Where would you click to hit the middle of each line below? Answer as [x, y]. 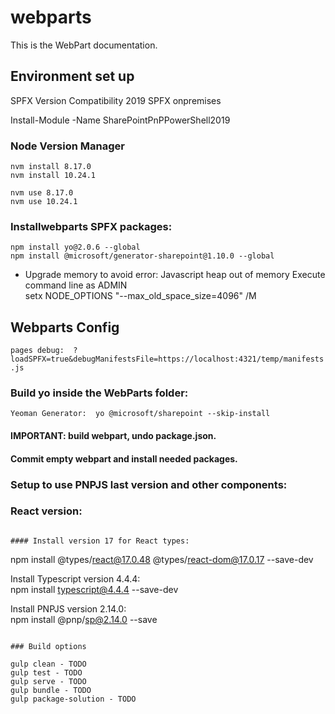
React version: [46, 511]
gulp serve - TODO [48, 681]
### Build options [48, 646]
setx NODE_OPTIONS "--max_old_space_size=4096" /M [140, 296]
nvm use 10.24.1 [44, 202]
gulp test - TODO [46, 672]
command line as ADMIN [76, 285]
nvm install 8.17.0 [51, 167]
